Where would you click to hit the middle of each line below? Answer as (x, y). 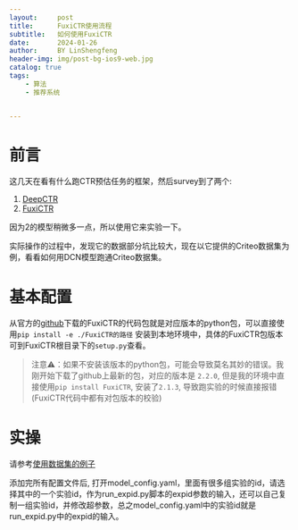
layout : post (41, 17)
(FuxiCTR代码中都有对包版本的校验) (96, 398)
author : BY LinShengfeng (63, 51)
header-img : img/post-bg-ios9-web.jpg (81, 59)
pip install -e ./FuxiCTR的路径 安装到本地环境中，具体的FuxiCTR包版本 (150, 334)
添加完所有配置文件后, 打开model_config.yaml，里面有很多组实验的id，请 (144, 483)
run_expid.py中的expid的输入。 (66, 517)
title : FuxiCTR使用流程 (61, 26)
